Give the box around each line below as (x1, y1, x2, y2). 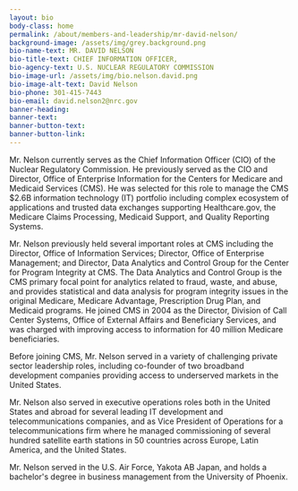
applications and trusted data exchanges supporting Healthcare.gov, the (9, 202, 277, 212)
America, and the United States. (9, 444, 127, 455)
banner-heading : (9, 105, 70, 114)
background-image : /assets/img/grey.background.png (9, 38, 206, 47)
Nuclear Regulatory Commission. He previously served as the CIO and (9, 163, 268, 175)
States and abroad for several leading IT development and (9, 406, 224, 417)
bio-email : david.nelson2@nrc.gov (9, 96, 139, 106)
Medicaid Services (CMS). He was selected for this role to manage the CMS (9, 183, 289, 194)
